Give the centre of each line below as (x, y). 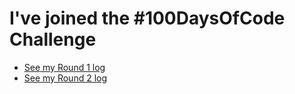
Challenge (53, 39)
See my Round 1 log (64, 67)
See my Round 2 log (65, 78)
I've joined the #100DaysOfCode (147, 18)
